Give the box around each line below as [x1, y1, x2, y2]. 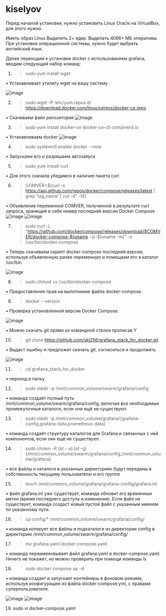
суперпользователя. [5, 585, 49, 591]
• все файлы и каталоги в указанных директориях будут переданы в [5, 465, 152, 471]
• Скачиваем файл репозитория [5, 114, 74, 121]
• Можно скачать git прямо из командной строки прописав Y [5, 327, 137, 333]
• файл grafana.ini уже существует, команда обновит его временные [5, 490, 153, 496]
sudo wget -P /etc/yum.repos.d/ [25, 99, 92, 106]
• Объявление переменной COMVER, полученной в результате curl [5, 203, 149, 209]
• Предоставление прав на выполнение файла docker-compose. [5, 288, 143, 294]
